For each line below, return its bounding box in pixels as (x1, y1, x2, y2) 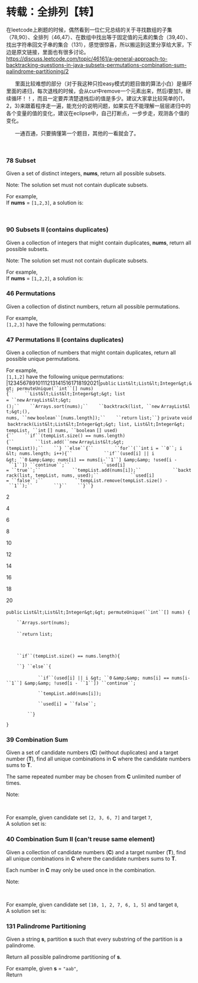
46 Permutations (6, 289, 56, 297)
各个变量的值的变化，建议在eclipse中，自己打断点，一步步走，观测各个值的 (6, 109, 190, 116)
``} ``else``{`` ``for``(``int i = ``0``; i (53, 446, 183, 452)
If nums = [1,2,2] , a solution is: (6, 274, 84, 282)
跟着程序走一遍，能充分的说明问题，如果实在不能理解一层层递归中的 (25, 102, 191, 109)
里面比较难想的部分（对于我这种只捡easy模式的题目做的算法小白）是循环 (14, 80, 193, 87)
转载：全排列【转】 (6, 5, 100, 19)
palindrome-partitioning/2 (6, 68, 69, 75)
